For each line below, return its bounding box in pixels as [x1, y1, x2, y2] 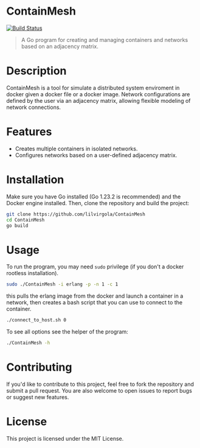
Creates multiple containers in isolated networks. [15, 145, 138, 152]
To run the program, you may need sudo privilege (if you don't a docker [6, 263, 184, 270]
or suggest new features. [6, 393, 69, 401]
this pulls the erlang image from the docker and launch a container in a [6, 292, 184, 299]
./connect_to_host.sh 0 [6, 317, 67, 323]
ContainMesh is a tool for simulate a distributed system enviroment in [6, 84, 180, 91]
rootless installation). [6, 270, 59, 277]
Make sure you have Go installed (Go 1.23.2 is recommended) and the [6, 193, 181, 200]
